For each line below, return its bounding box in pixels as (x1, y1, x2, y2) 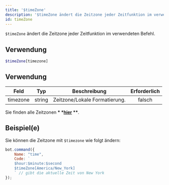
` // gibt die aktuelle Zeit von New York (14, 170, 105, 176)
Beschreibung (72, 87, 107, 95)
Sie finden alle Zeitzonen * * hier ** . (5, 109, 79, 115)
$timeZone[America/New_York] (14, 166, 75, 171)
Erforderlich (130, 87, 160, 95)
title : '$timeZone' (5, 7, 46, 13)
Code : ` (14, 156, 30, 162)
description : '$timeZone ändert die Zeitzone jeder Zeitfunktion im (5, 12, 152, 17)
